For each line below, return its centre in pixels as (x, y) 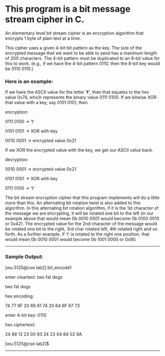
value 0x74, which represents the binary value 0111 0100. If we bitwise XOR (81, 97)
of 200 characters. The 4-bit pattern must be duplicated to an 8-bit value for (82, 58)
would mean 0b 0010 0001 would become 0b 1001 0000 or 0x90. (71, 240)
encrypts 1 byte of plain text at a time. (43, 38)
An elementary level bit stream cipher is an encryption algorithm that (74, 33)
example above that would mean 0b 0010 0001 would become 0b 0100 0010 (82, 219)
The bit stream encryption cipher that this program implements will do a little (82, 198)
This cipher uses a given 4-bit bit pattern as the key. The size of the (74, 48)
